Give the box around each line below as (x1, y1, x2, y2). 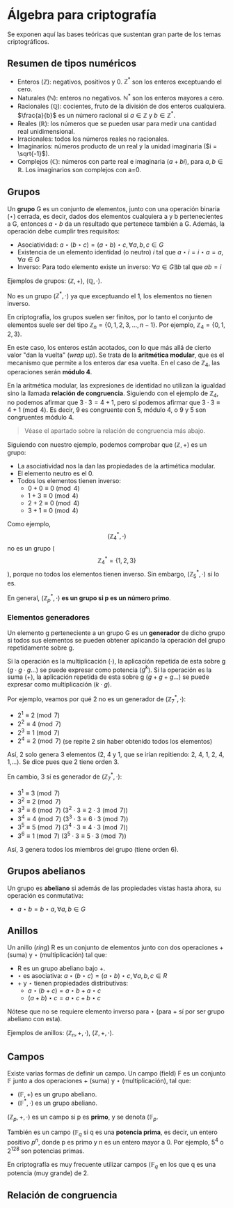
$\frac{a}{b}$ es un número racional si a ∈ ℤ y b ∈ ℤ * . (17, 110, 176, 119)
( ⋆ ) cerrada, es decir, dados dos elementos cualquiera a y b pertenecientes (7, 212, 223, 220)
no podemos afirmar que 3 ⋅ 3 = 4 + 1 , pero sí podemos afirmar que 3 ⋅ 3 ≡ (7, 398, 220, 406)
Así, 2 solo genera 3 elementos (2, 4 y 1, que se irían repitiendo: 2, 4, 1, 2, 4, (7, 750, 225, 759)
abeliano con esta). (7, 1015, 63, 1023)
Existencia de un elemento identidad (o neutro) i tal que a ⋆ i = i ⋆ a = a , (17, 247, 224, 256)
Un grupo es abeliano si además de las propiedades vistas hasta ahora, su (7, 884, 221, 892)
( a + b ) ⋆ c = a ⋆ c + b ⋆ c (27, 994, 101, 1002)
